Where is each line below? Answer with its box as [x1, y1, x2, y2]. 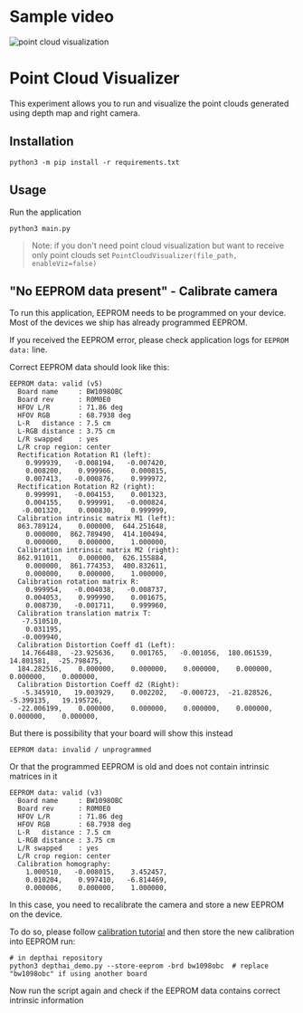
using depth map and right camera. [9, 107, 140, 119]
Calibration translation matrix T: [17, 609, 152, 618]
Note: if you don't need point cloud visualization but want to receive [31, 240, 285, 251]
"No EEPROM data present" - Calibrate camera [9, 283, 279, 299]
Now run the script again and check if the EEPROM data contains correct [9, 985, 280, 997]
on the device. [9, 909, 63, 920]
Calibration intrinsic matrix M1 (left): [17, 514, 176, 523]
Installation [9, 134, 74, 149]
